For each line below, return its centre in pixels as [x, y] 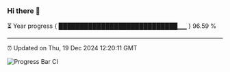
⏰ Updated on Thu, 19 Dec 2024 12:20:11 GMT [72, 48]
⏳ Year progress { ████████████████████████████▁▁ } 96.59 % [112, 26]
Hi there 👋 [24, 11]
